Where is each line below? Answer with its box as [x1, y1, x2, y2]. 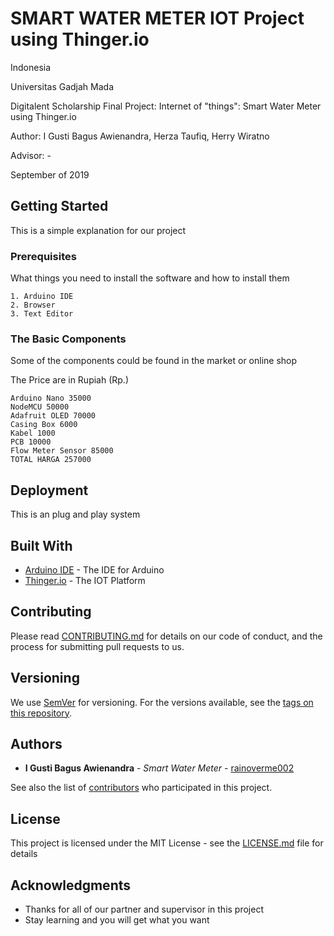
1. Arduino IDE [10, 292, 74, 302]
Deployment [10, 482, 89, 499]
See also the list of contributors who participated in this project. [10, 782, 273, 794]
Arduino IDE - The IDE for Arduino [24, 563, 165, 576]
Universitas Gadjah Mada [10, 80, 115, 92]
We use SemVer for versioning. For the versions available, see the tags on [10, 696, 314, 708]
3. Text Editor [10, 309, 74, 319]
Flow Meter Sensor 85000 [10, 446, 114, 456]
